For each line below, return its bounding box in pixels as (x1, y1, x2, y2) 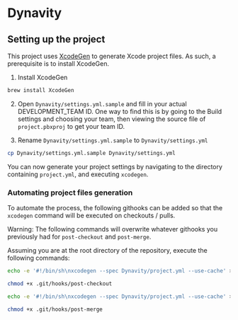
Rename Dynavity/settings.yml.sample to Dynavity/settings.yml (17, 136, 208, 144)
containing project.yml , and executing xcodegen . (7, 170, 149, 178)
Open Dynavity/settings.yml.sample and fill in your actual (17, 99, 187, 108)
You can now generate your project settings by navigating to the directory (7, 162, 223, 171)
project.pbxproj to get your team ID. (17, 122, 125, 130)
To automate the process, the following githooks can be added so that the (7, 204, 223, 212)
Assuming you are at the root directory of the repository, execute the (7, 246, 208, 255)
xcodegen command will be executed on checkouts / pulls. (7, 211, 176, 220)
